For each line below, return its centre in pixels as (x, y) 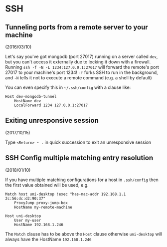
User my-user (28, 220)
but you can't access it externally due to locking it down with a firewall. (78, 62)
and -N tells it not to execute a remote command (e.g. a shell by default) (79, 78)
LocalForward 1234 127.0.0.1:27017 (51, 105)
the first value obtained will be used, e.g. (47, 185)
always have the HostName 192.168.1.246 (48, 239)
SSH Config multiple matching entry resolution (79, 158)
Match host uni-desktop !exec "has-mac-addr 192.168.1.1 (66, 194)
